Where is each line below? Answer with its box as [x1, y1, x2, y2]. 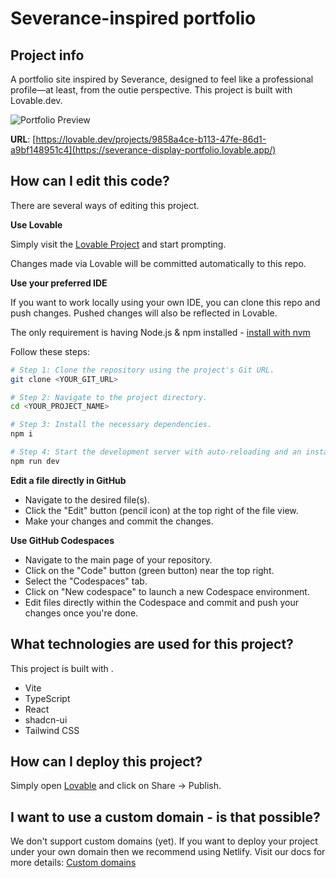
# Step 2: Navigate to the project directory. [10, 392, 208, 402]
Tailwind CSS [24, 724, 80, 736]
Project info [10, 47, 85, 64]
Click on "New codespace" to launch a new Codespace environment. [24, 585, 310, 597]
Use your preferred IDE [10, 277, 108, 289]
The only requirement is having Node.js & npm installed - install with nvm [10, 326, 311, 338]
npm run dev [10, 456, 60, 466]
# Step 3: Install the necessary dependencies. [10, 420, 213, 430]
